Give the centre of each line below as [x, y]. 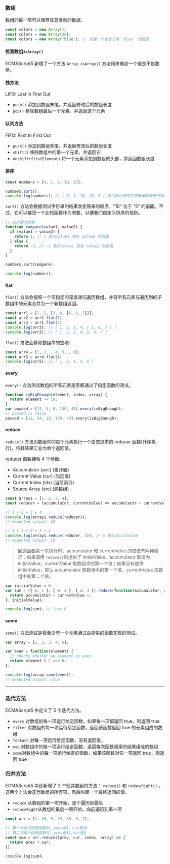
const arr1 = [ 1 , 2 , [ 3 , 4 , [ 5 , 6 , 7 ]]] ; [50, 313]
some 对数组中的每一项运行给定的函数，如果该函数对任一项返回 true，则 [86, 753]
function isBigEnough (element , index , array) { [56, 395]
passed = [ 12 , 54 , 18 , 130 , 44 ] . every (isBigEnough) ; [62, 418]
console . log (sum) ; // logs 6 [36, 609]
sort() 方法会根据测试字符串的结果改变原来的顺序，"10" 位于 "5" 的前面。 [82, 206]
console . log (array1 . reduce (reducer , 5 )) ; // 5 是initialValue [72, 536]
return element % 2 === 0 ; [38, 661]
